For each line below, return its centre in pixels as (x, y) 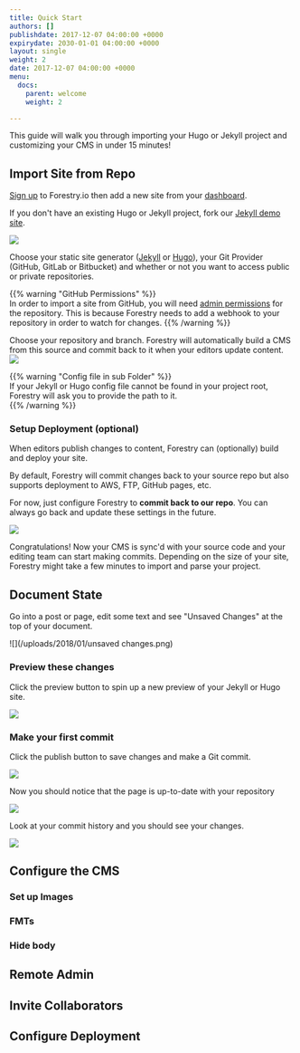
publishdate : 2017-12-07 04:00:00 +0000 (87, 34)
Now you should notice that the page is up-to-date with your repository (142, 791)
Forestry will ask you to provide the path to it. (94, 396)
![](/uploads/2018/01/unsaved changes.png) (91, 644)
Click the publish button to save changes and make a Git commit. (130, 756)
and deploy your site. (49, 458)
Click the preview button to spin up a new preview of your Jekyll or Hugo (145, 687)
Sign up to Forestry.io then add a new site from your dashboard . (128, 196)
